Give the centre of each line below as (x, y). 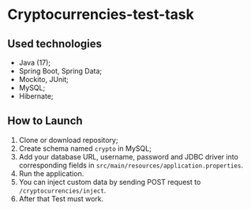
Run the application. (51, 173)
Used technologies (55, 44)
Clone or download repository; (68, 140)
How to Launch (45, 121)
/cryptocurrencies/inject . (62, 190)
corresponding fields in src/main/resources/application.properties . (131, 165)
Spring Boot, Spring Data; (60, 71)
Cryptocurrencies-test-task (101, 15)
